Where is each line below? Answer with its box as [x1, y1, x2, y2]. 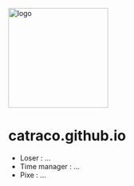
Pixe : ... [19, 170, 46, 180]
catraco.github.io [8, 127, 126, 145]
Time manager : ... [19, 161, 80, 171]
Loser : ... [19, 152, 51, 163]
